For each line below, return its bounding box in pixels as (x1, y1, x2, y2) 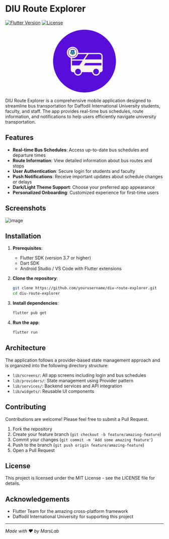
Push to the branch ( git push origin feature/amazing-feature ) (12, 442, 144, 448)
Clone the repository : (12, 275, 58, 281)
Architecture (5, 344, 46, 352)
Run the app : (12, 319, 40, 326)
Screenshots (5, 204, 46, 212)
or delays (12, 179, 32, 185)
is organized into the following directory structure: (5, 362, 109, 368)
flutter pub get (12, 310, 47, 315)
